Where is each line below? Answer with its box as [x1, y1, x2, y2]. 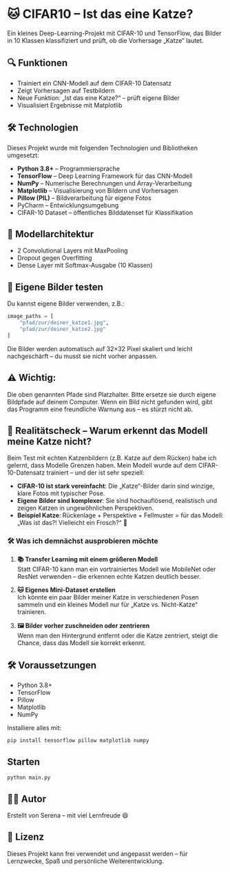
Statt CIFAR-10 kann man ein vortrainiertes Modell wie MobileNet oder [17, 565, 216, 573]
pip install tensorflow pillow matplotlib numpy [7, 737, 149, 744]
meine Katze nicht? [7, 435, 92, 447]
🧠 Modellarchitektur [7, 228, 94, 240]
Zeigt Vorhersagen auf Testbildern [17, 86, 115, 95]
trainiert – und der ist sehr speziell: [46, 468, 145, 477]
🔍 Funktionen [7, 57, 68, 69]
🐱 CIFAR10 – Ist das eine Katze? [7, 6, 194, 22]
